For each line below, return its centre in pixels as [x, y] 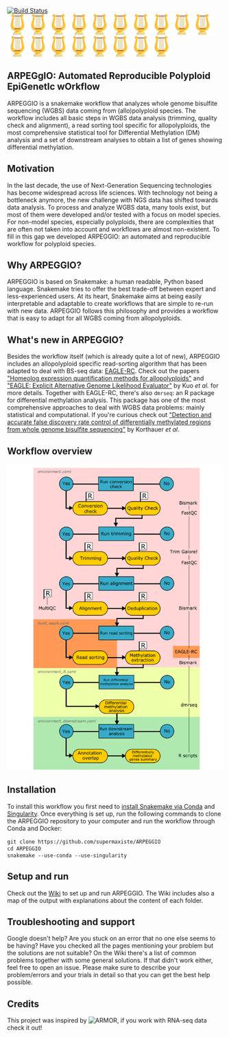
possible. [20, 982]
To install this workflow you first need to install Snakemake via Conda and [111, 806]
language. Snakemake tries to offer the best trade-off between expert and [111, 289]
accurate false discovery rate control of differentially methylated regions [109, 422]
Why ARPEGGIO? [45, 266]
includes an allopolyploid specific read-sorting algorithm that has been [107, 364]
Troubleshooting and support [71, 922]
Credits [23, 1004]
